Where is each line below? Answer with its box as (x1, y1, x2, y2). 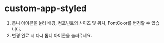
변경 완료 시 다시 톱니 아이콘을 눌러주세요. (11, 32, 92, 38)
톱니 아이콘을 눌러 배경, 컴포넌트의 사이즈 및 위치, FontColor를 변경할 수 (11, 20, 150, 26)
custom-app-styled (4, 3, 87, 14)
